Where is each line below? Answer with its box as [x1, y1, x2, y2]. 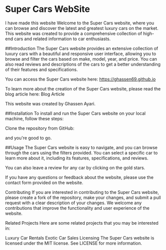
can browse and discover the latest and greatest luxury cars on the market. [5, 25, 159, 31]
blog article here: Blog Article [5, 91, 65, 97]
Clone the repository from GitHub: [5, 125, 74, 131]
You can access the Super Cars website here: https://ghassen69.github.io [5, 76, 156, 82]
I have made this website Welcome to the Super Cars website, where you [5, 20, 155, 26]
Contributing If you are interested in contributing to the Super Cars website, [5, 189, 160, 195]
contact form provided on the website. [5, 179, 83, 185]
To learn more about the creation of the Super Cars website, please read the [5, 85, 161, 91]
